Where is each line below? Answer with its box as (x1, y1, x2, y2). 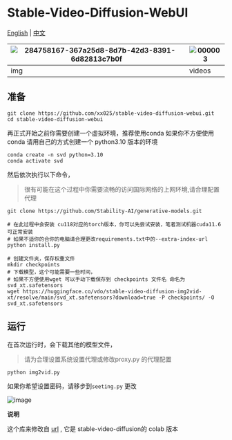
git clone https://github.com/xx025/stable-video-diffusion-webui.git (7, 109, 215, 117)
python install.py (7, 241, 60, 248)
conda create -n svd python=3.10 (7, 151, 104, 158)
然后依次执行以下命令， (7, 170, 74, 178)
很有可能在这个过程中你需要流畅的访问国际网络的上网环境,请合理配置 (23, 185, 220, 193)
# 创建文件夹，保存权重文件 (7, 255, 76, 262)
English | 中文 (7, 28, 46, 37)
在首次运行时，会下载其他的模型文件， (7, 340, 116, 349)
